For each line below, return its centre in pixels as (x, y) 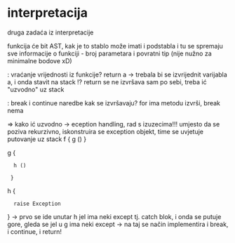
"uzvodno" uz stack (36, 89)
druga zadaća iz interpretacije (51, 32)
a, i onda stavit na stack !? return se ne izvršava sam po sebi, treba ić (107, 81)
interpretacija (47, 13)
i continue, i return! (34, 231)
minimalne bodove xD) (40, 60)
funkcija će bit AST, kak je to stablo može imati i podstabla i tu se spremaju (115, 46)
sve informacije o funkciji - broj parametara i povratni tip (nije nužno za (109, 53)
